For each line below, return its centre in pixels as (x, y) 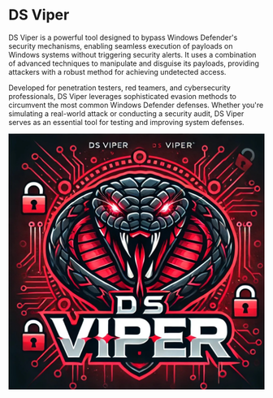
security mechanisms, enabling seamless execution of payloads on (121, 45)
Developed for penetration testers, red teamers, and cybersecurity (119, 88)
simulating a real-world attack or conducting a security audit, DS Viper (126, 113)
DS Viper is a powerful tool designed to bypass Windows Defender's (123, 37)
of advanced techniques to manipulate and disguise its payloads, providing (134, 63)
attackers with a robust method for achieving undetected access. (117, 71)
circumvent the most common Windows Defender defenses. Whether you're (136, 105)
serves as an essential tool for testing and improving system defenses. (127, 122)
